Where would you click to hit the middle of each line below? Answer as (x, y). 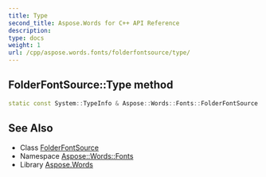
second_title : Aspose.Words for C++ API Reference (94, 23)
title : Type (28, 16)
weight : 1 (25, 45)
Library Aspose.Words (57, 164)
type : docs (26, 38)
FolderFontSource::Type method (91, 85)
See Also (31, 128)
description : (30, 30)
